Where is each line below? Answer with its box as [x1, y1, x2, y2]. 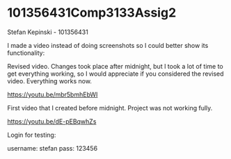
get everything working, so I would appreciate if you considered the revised [7, 69, 224, 78]
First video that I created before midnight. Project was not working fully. [7, 103, 213, 112]
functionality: [7, 49, 45, 57]
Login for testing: [7, 131, 56, 139]
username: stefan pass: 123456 [7, 144, 98, 152]
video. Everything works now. [7, 76, 93, 85]
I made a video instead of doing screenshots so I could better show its [7, 41, 209, 49]
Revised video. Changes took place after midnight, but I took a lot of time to [7, 62, 224, 70]
